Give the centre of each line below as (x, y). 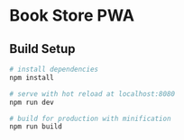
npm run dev (32, 102)
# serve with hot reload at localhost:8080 (92, 94)
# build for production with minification (90, 118)
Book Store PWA (72, 16)
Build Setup (42, 49)
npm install (32, 77)
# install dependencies (54, 69)
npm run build (36, 127)
